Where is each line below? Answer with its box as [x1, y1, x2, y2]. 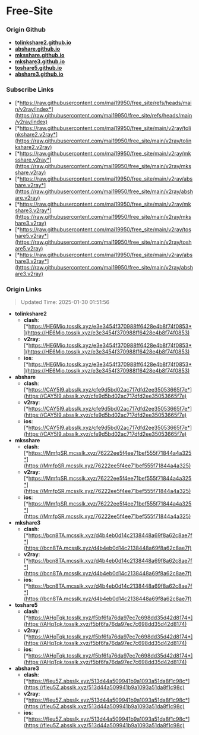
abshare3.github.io [14, 70, 64, 78]
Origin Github [6, 26, 46, 34]
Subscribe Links [6, 85, 54, 94]
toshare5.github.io [14, 64, 62, 72]
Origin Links [6, 285, 42, 293]
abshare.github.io [14, 45, 61, 52]
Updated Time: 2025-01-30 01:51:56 [20, 299, 110, 306]
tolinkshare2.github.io [14, 39, 71, 46]
